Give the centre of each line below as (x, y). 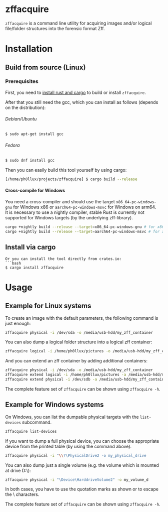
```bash (13, 263)
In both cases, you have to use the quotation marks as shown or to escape (82, 489)
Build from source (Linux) (45, 67)
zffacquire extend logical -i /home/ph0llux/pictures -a (66, 375)
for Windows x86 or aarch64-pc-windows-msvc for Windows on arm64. (85, 207)
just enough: (18, 323)
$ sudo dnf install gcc (30, 161)
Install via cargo (30, 247)
